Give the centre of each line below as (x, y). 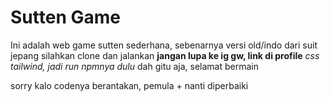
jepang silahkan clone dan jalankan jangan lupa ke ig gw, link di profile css (165, 55)
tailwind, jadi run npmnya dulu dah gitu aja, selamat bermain (134, 66)
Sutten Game (65, 17)
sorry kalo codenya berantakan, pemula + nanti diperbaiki (129, 85)
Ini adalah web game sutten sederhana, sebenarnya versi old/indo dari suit (164, 45)
